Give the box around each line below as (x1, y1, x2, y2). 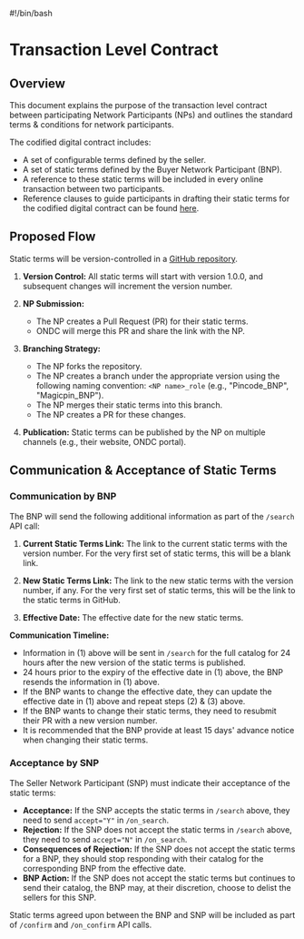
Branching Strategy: (22, 343, 102, 354)
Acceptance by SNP (9, 757, 100, 770)
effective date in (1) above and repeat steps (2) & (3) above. (22, 695, 246, 706)
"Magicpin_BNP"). (35, 389, 104, 400)
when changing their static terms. (22, 734, 149, 745)
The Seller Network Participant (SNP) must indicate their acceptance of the (9, 777, 290, 788)
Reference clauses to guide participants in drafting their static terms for (22, 193, 290, 204)
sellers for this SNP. (22, 892, 97, 903)
